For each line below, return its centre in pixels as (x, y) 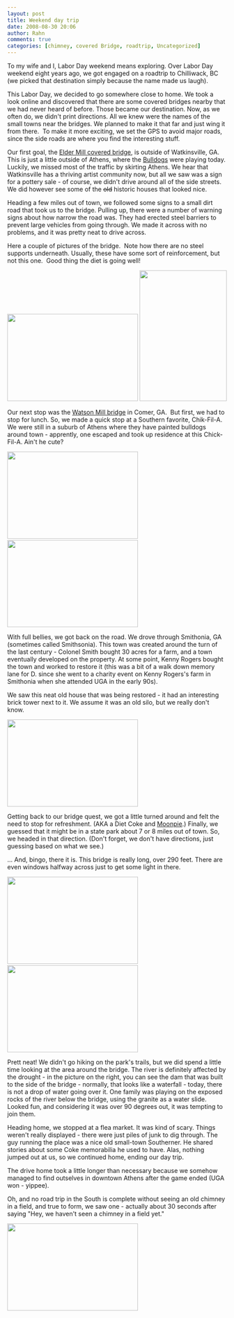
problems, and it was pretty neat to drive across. (77, 232)
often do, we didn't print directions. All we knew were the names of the (109, 116)
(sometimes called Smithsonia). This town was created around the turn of (112, 644)
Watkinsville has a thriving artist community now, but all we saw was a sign (115, 174)
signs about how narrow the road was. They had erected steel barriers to (112, 217)
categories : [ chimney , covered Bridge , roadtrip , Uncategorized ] (104, 46)
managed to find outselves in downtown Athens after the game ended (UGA (116, 1178)
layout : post (26, 14)
